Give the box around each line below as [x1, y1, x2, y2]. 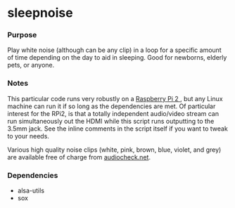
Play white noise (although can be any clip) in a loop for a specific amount [7, 46, 222, 54]
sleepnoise [7, 5, 73, 21]
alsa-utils [17, 186, 44, 195]
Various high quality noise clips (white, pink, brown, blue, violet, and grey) [7, 145, 222, 154]
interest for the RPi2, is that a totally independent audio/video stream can [7, 109, 220, 117]
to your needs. [7, 131, 49, 140]
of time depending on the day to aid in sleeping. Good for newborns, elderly [7, 53, 227, 62]
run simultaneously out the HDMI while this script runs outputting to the [7, 117, 215, 125]
